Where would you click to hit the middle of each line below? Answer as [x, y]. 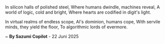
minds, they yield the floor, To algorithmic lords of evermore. [66, 27]
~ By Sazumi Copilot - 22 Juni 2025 [42, 36]
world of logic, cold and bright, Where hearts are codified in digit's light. [78, 12]
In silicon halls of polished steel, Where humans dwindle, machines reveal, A [82, 7]
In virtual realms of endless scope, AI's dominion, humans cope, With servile [83, 22]
